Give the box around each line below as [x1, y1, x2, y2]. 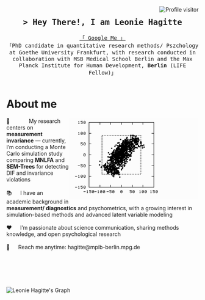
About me [6, 97, 57, 111]
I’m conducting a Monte [6, 143, 66, 150]
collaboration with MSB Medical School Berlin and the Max [12, 55, 193, 62]
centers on [6, 123, 34, 131]
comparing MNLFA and [6, 156, 65, 164]
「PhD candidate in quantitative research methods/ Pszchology [6, 42, 199, 49]
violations [6, 175, 31, 183]
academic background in [6, 198, 69, 205]
